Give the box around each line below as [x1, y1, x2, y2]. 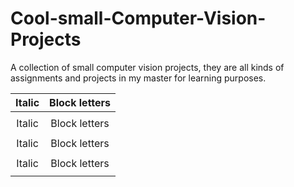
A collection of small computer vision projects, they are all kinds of [10, 61, 285, 73]
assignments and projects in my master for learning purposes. [10, 72, 267, 84]
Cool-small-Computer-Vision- [10, 7, 267, 30]
